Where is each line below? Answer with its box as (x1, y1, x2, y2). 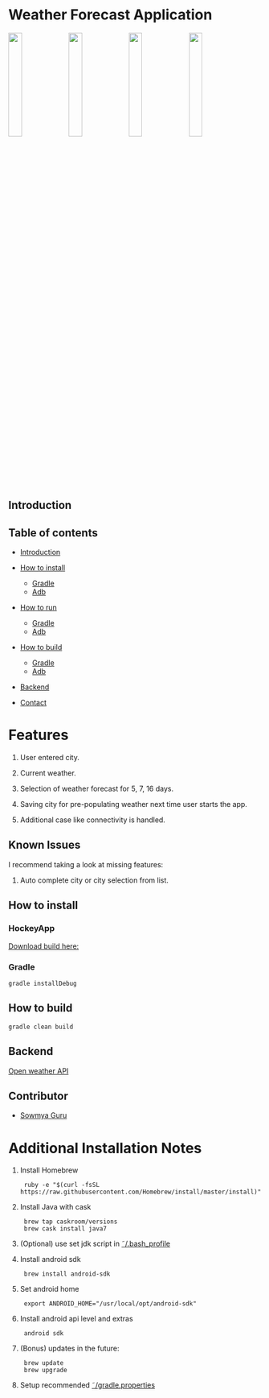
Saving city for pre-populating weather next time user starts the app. (19, 800, 247, 809)
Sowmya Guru (19, 1111, 67, 1120)
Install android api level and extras (19, 1314, 134, 1324)
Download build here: (8, 941, 79, 951)
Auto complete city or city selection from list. (19, 875, 169, 885)
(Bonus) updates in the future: (19, 1343, 120, 1354)
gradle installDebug (8, 979, 78, 987)
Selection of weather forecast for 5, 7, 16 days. (19, 784, 174, 794)
